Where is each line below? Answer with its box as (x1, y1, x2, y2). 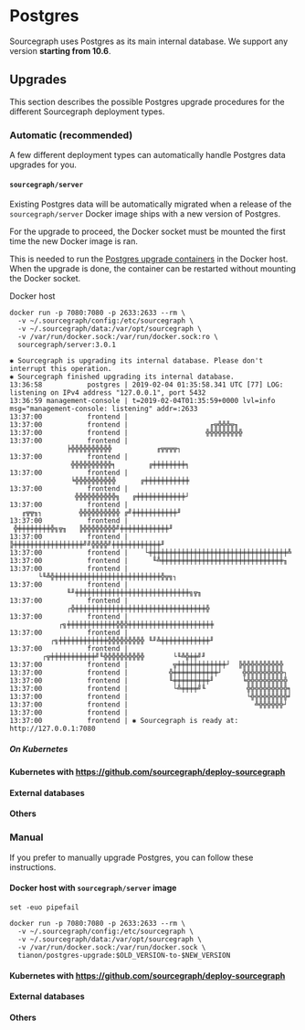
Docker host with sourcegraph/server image (9, 883, 177, 894)
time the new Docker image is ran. (9, 236, 139, 247)
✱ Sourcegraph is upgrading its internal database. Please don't (9, 356, 263, 366)
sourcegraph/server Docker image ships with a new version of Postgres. (9, 208, 281, 219)
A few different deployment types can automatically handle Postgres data (9, 150, 286, 161)
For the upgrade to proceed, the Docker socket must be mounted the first (9, 226, 286, 238)
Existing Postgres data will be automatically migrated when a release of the (9, 198, 292, 210)
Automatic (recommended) (9, 129, 133, 142)
